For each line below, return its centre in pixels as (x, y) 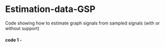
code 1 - (14, 40)
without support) (22, 28)
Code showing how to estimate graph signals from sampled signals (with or (82, 23)
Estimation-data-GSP (50, 9)
